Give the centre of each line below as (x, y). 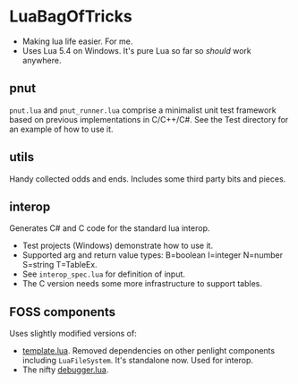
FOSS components (63, 312)
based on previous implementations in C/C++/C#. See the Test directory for (149, 119)
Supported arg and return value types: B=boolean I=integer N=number (153, 255)
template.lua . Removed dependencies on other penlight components (149, 351)
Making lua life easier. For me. (77, 41)
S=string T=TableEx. (60, 265)
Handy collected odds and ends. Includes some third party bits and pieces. (148, 179)
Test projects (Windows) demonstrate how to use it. (117, 246)
